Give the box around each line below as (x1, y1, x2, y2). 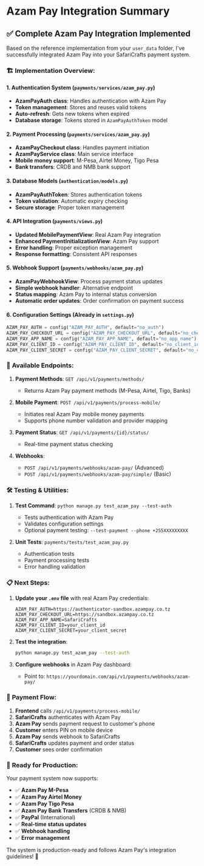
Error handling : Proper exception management (15, 244, 132, 251)
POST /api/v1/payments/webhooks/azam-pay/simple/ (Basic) (24, 470, 172, 478)
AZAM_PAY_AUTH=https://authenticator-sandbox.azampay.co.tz (15, 606, 171, 612)
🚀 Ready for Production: (6, 760, 78, 769)
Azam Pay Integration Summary (6, 4, 170, 18)
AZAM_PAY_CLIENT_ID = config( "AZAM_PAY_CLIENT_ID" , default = (6, 341, 165, 347)
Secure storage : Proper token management (15, 203, 124, 211)
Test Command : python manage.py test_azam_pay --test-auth (15, 502, 172, 509)
